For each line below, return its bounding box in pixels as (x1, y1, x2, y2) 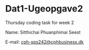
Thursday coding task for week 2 (5, 19, 74, 25)
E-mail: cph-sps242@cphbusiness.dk (5, 38, 84, 45)
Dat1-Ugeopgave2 (5, 3, 83, 14)
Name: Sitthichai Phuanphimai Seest (5, 29, 81, 35)
